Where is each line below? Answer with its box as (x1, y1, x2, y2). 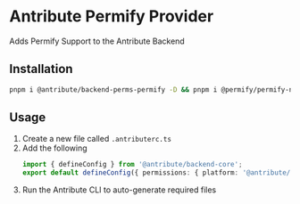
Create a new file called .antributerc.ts (21, 134, 172, 144)
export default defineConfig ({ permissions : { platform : (21, 168, 239, 177)
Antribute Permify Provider (9, 6, 214, 27)
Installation (9, 61, 73, 77)
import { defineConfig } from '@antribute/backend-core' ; (21, 160, 243, 169)
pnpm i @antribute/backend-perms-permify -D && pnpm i (9, 85, 218, 94)
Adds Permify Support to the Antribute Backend (9, 36, 185, 46)
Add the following (21, 143, 87, 153)
